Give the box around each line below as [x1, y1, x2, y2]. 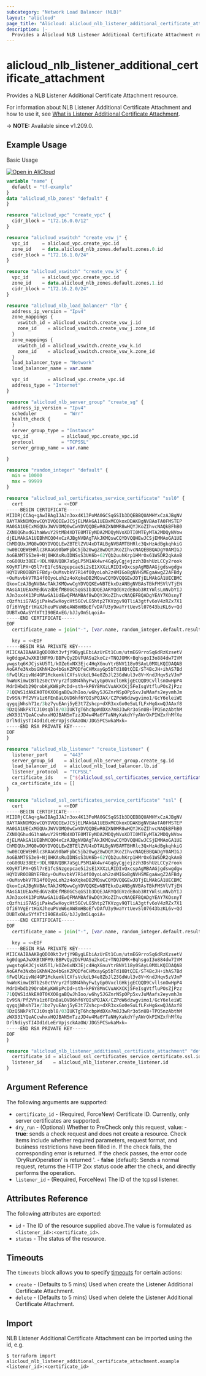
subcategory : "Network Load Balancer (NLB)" [6, 9, 122, 15]
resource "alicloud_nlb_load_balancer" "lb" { [6, 302, 128, 309]
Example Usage [6, 140, 67, 151]
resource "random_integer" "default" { [6, 467, 109, 473]
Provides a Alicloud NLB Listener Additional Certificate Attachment [12, 32, 193, 38]
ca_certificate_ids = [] [12, 780, 75, 786]
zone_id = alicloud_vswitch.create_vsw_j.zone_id [17, 325, 155, 332]
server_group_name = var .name [12, 445, 89, 451]
